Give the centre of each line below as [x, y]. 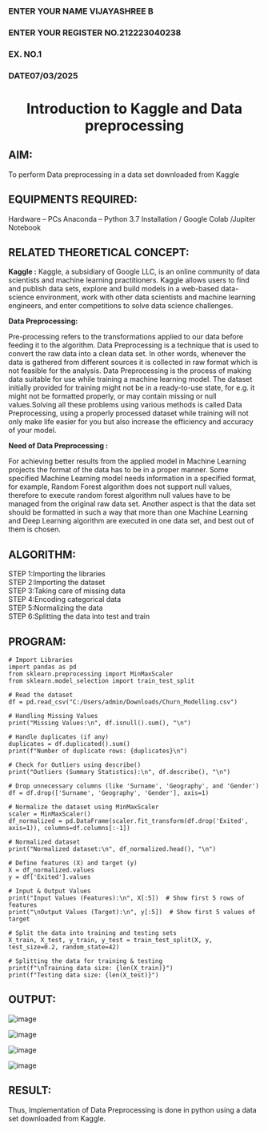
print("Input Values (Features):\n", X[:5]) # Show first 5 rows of [127, 898]
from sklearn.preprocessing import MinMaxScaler [91, 674]
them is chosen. [35, 529]
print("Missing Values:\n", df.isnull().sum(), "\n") [100, 723]
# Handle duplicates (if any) [59, 737]
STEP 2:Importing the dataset [57, 583]
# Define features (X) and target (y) [73, 863]
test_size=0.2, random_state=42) [64, 947]
